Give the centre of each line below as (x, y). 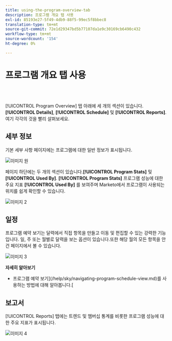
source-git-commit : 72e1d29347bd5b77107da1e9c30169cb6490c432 (73, 29)
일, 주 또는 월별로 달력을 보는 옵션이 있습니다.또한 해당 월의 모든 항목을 (90, 239)
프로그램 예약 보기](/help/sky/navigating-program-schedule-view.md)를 (87, 279)
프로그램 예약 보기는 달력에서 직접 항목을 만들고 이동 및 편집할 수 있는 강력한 (81, 233)
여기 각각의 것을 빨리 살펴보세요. (38, 118)
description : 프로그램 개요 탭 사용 (40, 15)
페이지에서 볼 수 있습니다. (36, 246)
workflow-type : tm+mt (28, 34)
